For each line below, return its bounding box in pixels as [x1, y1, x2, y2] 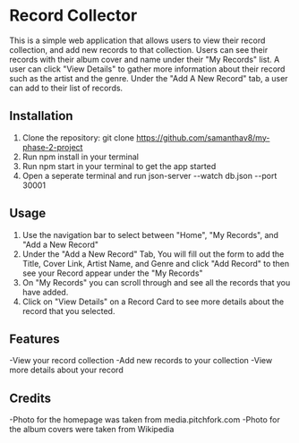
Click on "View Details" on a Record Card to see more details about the [21, 296, 285, 307]
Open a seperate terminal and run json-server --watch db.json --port [21, 170, 278, 181]
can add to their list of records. [9, 82, 124, 93]
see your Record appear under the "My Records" [21, 268, 203, 278]
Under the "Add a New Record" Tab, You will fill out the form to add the [21, 248, 285, 260]
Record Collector [9, 5, 138, 26]
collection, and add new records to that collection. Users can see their [9, 44, 269, 55]
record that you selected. [21, 305, 115, 316]
